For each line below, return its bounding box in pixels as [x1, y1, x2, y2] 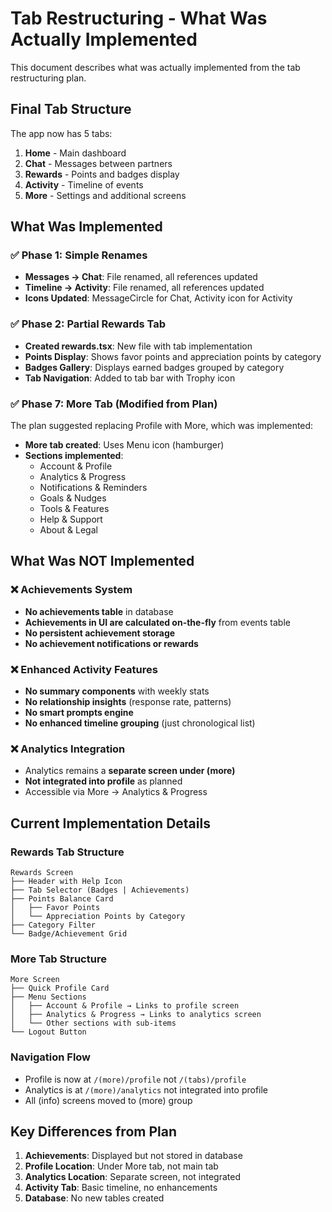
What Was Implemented [10, 218, 163, 236]
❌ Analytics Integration [10, 742, 126, 756]
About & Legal [39, 524, 98, 536]
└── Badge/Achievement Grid [10, 929, 128, 939]
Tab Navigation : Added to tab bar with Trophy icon [24, 372, 236, 384]
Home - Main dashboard [24, 147, 127, 159]
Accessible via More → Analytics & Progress [24, 786, 208, 798]
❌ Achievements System [10, 583, 133, 597]
